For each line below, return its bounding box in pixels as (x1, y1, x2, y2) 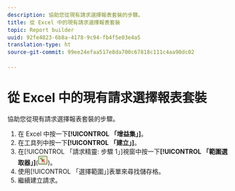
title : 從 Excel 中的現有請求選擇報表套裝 (7, 18, 120, 26)
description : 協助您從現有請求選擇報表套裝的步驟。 (7, 11, 144, 18)
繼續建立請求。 (17, 175, 62, 184)
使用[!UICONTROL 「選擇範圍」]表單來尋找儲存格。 (17, 167, 165, 175)
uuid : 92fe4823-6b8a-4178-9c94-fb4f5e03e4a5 (7, 34, 141, 41)
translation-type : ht (7, 41, 71, 49)
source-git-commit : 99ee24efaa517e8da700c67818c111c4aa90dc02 (7, 49, 195, 56)
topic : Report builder (7, 26, 74, 33)
